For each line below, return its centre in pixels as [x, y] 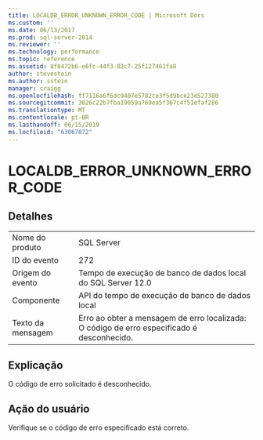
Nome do [29, 238]
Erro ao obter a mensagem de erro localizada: [162, 318]
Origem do [32, 273]
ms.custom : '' [31, 23]
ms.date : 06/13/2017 [42, 30]
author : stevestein [40, 74]
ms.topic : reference [42, 60]
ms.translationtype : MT [47, 111]
